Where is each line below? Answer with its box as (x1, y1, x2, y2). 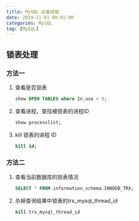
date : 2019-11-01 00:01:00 (6, 14, 74, 20)
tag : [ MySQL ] (6, 25, 39, 32)
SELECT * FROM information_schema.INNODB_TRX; (14, 185, 134, 191)
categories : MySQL (6, 20, 52, 26)
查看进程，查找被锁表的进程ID (14, 107, 89, 114)
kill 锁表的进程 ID (14, 131, 57, 139)
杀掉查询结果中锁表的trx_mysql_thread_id (14, 197, 118, 204)
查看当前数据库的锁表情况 (14, 173, 79, 181)
